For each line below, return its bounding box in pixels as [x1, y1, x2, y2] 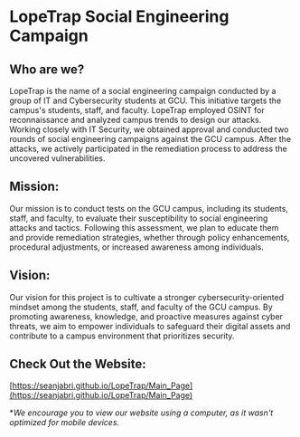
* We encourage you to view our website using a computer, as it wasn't [9, 407, 274, 418]
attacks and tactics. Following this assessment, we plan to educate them [9, 222, 279, 233]
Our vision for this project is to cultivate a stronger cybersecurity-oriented [9, 291, 285, 302]
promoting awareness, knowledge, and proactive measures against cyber [9, 310, 283, 322]
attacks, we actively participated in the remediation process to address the [9, 143, 287, 154]
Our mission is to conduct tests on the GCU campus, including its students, [9, 203, 289, 214]
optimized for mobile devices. [9, 417, 120, 428]
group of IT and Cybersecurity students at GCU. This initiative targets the [9, 95, 282, 106]
